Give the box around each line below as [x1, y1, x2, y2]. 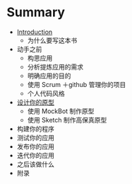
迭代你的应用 [16, 151, 54, 159]
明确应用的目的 [27, 71, 71, 80]
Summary [6, 4, 65, 21]
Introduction [16, 28, 53, 36]
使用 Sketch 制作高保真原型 [27, 115, 107, 124]
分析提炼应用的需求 [27, 62, 84, 71]
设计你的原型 [16, 98, 54, 106]
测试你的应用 [16, 133, 54, 142]
